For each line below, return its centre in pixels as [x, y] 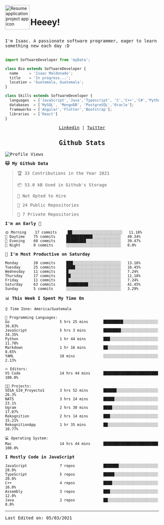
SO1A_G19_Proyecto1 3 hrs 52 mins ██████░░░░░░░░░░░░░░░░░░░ [82, 391]
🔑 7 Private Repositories [48, 214]
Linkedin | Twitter [82, 128]
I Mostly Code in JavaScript [40, 457]
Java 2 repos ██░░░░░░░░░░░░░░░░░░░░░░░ [82, 500]
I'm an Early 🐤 [23, 224]
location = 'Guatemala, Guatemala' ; [47, 82]
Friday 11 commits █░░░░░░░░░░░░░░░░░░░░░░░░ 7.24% [72, 280]
